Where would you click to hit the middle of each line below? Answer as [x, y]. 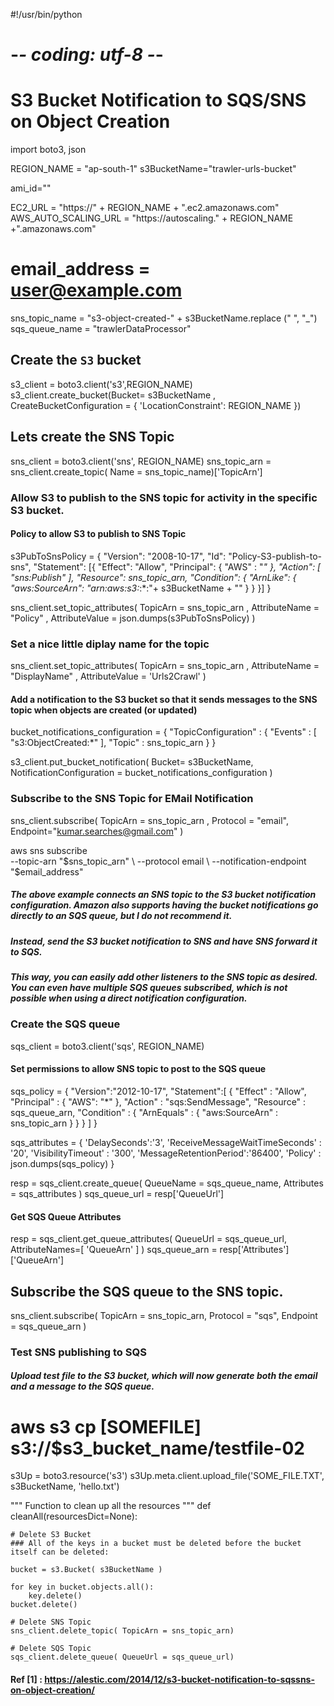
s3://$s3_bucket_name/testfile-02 [157, 1448]
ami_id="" [31, 188]
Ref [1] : [26, 1679]
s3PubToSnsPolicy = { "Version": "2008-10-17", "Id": [118, 556]
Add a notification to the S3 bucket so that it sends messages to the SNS [164, 699]
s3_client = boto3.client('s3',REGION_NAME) [101, 384]
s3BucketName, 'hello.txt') [65, 1486]
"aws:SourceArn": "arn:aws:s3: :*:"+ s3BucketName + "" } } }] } [141, 588]
